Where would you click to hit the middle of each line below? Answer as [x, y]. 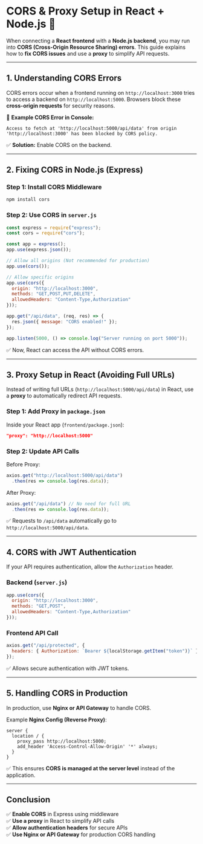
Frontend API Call [32, 633]
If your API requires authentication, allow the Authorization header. [90, 567]
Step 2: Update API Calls [43, 451]
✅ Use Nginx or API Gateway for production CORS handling [81, 834]
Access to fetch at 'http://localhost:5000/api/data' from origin [92, 128]
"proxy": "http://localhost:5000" [50, 436]
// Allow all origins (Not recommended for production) [78, 261]
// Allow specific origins [40, 277]
